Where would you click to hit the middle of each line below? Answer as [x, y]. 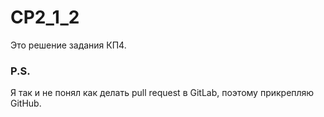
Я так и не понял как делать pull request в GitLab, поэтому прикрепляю [162, 93]
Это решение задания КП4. [68, 45]
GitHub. [26, 103]
